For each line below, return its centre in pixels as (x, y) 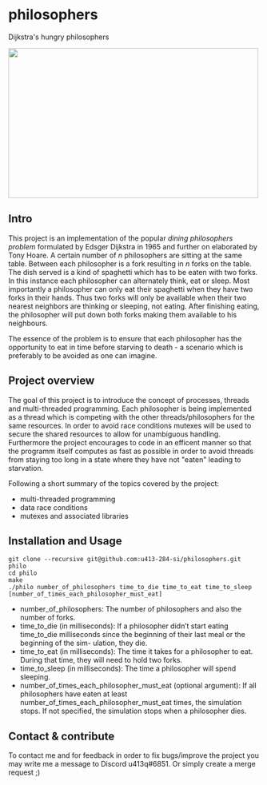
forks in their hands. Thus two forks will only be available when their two (128, 297)
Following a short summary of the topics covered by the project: (114, 483)
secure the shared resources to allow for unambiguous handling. (115, 434)
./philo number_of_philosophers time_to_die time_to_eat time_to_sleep (130, 588)
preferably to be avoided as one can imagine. (83, 355)
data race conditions (54, 507)
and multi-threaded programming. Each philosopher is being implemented (130, 408)
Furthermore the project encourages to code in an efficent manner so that (130, 442)
